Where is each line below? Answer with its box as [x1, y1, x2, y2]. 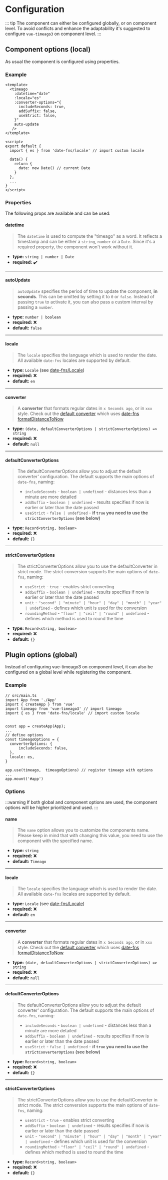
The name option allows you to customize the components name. [17, 827, 150, 833]
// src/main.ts [5, 693, 37, 698]
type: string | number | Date [12, 253, 74, 259]
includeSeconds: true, [18, 104, 66, 110]
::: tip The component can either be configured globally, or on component [5, 20, 156, 26]
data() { [9, 157, 28, 162]
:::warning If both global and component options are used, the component [5, 799, 157, 805]
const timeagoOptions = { [5, 737, 59, 742]
